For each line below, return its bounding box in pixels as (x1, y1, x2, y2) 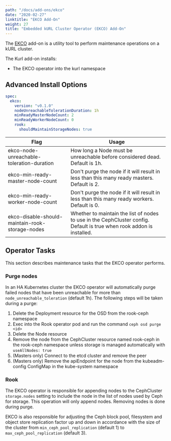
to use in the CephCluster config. (70, 216, 150, 223)
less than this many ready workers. (70, 195, 154, 202)
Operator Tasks (5, 246, 55, 255)
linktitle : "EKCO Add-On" (5, 17, 60, 22)
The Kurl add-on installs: (5, 56, 57, 62)
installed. (70, 229, 93, 236)
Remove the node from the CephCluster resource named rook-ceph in (12, 337, 160, 343)
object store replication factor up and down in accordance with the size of (5, 419, 160, 425)
